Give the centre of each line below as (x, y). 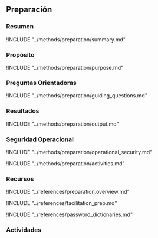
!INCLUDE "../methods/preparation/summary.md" (66, 39)
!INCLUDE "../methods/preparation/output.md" (62, 124)
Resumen (20, 27)
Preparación (29, 10)
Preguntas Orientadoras (41, 83)
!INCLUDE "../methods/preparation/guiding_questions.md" (77, 96)
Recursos (20, 178)
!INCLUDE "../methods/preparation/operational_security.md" (79, 152)
